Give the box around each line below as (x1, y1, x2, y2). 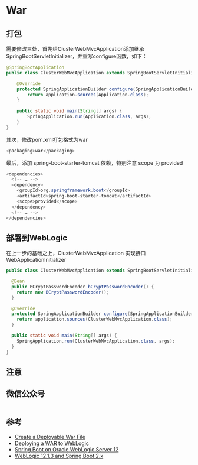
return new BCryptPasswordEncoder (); (16, 289, 110, 295)
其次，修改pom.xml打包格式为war (6, 136, 88, 143)
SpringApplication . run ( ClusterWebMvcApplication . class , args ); (16, 338, 176, 344)
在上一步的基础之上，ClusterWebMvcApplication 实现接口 (6, 249, 146, 257)
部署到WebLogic (6, 233, 68, 243)
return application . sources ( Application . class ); (27, 92, 149, 97)
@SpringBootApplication (6, 64, 65, 70)
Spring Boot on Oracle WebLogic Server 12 (14, 446, 119, 453)
